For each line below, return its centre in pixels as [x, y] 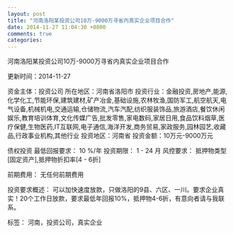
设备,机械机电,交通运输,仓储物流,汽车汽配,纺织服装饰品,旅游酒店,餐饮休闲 [119, 109]
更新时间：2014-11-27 [39, 76]
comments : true [30, 34]
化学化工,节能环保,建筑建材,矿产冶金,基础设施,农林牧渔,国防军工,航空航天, [114, 101]
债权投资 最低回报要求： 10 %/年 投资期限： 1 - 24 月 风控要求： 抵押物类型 [117, 151]
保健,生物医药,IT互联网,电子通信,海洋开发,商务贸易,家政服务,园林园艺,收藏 [120, 127]
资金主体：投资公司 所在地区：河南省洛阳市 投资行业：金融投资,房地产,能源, [117, 91]
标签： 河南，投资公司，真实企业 [55, 222]
